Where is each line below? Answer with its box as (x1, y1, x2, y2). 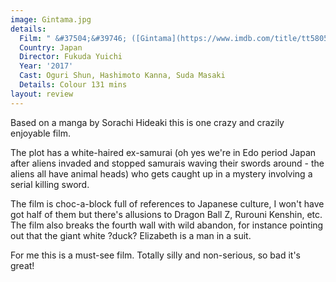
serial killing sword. (10, 178, 90, 190)
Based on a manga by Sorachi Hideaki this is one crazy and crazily (10, 116, 285, 128)
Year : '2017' (19, 61, 74, 71)
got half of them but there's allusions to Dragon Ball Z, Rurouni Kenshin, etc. (10, 208, 323, 220)
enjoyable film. (10, 127, 71, 139)
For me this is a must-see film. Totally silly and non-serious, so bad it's (10, 249, 301, 261)
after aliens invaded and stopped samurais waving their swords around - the (10, 157, 325, 169)
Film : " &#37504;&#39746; (19, 33, 128, 43)
